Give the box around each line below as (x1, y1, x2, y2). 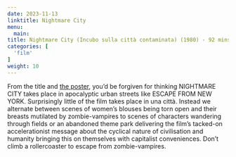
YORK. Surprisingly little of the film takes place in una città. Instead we (7, 96, 211, 106)
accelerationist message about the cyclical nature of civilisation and (7, 127, 204, 135)
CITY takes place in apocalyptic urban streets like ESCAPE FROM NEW (7, 89, 212, 98)
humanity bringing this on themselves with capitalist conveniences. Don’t (7, 134, 219, 143)
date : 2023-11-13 (7, 10, 58, 18)
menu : (7, 23, 23, 30)
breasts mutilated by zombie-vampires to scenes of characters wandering (7, 112, 222, 120)
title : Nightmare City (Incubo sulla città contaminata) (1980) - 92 (7, 37, 216, 44)
